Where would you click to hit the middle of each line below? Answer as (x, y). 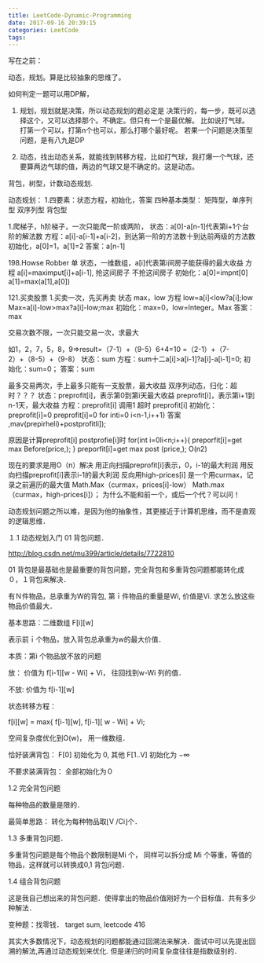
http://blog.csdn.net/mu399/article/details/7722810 (91, 554)
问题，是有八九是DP (52, 140)
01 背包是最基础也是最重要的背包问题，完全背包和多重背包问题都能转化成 (126, 569)
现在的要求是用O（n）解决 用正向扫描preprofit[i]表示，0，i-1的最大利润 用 (128, 465)
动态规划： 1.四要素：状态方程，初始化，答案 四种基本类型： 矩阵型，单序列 (130, 200)
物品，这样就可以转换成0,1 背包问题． (68, 865)
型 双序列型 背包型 (38, 210)
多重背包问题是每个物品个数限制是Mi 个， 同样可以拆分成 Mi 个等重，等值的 (130, 855)
